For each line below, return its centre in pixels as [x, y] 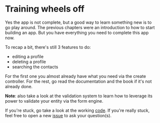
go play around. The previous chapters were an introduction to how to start [80, 27]
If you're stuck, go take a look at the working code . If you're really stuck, [77, 110]
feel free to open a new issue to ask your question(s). [58, 115]
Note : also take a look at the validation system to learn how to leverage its [79, 96]
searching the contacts [35, 67]
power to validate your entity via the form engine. [54, 101]
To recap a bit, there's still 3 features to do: [48, 47]
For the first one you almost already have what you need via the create [76, 76]
